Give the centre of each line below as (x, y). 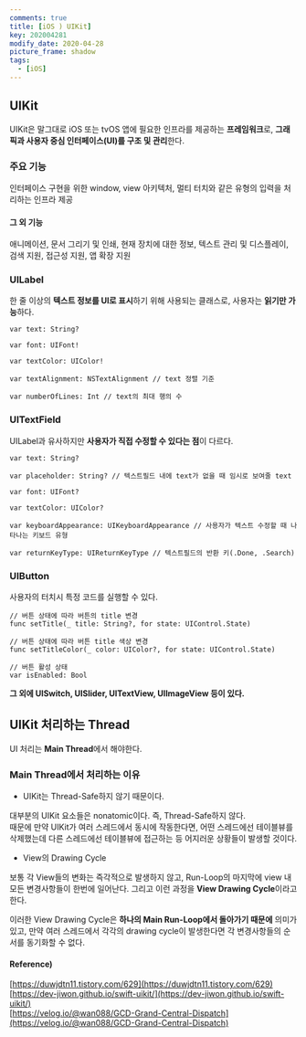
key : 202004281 (38, 35)
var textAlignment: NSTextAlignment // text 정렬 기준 (112, 379)
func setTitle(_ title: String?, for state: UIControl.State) (130, 624)
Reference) (31, 964)
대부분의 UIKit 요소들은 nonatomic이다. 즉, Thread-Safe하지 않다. (128, 816)
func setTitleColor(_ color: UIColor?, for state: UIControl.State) (142, 650)
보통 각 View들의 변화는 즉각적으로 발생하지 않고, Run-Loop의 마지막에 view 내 (151, 877)
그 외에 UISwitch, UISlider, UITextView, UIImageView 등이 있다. (127, 693)
